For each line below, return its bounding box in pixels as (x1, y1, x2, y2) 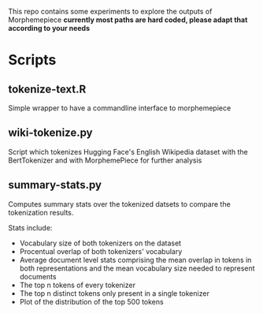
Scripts (8, 51, 57, 69)
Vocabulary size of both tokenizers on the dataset (19, 238, 182, 248)
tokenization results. (8, 207, 74, 217)
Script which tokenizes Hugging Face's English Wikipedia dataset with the (8, 147, 248, 156)
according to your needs (8, 24, 91, 32)
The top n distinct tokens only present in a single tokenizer (19, 288, 210, 298)
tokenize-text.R (8, 82, 87, 95)
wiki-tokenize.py (8, 126, 93, 140)
